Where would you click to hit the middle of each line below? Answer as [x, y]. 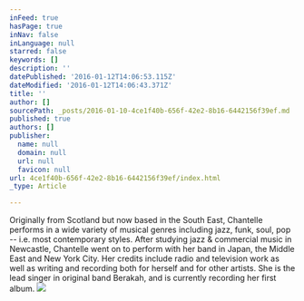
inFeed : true [34, 18]
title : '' [28, 93]
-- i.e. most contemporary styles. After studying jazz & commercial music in [151, 239]
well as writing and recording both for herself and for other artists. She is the [152, 268]
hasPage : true [36, 26]
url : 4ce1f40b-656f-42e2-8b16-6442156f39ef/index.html [115, 178]
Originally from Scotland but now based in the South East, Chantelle [136, 220]
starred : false [38, 52]
